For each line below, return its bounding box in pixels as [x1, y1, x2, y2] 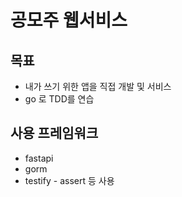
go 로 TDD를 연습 [24, 93, 95, 105]
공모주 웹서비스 [10, 9, 128, 32]
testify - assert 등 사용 [24, 174, 115, 186]
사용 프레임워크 [10, 125, 99, 142]
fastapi [24, 152, 54, 164]
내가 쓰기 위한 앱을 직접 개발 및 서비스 [24, 81, 172, 92]
